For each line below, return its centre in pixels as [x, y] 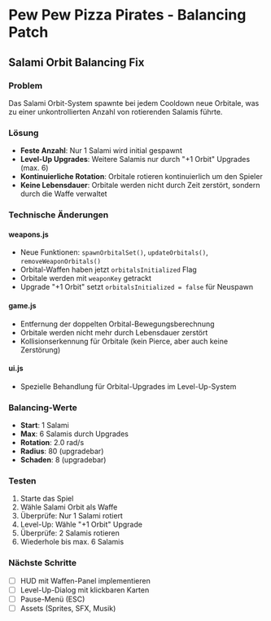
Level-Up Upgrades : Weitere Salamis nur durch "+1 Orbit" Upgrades [135, 160]
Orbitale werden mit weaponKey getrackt [86, 278]
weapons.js [28, 234]
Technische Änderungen [59, 215]
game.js [22, 305]
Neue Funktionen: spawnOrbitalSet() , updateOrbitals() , [114, 252]
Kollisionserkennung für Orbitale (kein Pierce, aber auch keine [124, 341]
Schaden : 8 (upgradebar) [63, 460]
